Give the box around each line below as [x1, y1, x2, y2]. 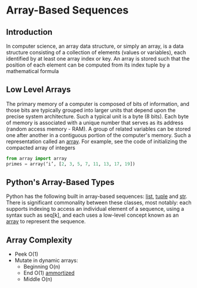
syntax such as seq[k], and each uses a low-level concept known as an [6, 211, 179, 219]
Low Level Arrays [6, 85, 71, 95]
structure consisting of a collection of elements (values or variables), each [6, 49, 186, 56]
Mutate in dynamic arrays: [14, 257, 78, 264]
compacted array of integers [6, 144, 75, 151]
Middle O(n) [23, 276, 53, 283]
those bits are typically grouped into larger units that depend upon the [6, 107, 176, 114]
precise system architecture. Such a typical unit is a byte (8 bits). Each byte [6, 112, 189, 120]
